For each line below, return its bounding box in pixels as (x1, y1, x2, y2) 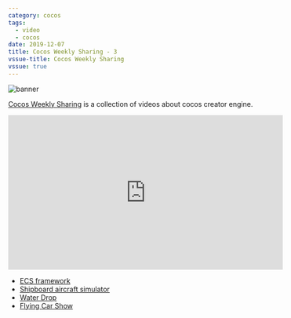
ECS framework (19, 276, 71, 285)
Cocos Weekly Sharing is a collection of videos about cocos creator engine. (8, 99, 253, 108)
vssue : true (8, 63, 47, 71)
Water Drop (19, 292, 57, 302)
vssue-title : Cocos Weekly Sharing (8, 56, 125, 64)
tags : (8, 19, 26, 27)
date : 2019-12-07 (8, 41, 65, 49)
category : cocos (8, 11, 61, 20)
